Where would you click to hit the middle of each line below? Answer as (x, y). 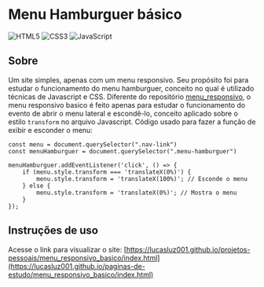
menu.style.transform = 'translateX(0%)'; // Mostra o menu (137, 193)
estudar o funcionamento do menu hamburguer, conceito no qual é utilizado (131, 88)
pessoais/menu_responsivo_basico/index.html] (84, 258)
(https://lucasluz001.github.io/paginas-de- (77, 266)
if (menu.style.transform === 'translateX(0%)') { (107, 172)
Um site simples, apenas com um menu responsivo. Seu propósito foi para (128, 79)
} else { (37, 186)
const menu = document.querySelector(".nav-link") (93, 144)
